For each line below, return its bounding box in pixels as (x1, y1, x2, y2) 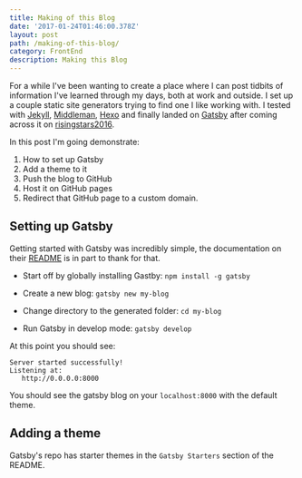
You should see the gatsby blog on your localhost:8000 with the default (9, 389, 278, 400)
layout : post (9, 30, 59, 39)
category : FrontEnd (9, 47, 83, 56)
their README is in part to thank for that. (9, 252, 161, 263)
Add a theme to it (22, 164, 88, 174)
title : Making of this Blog (9, 13, 116, 23)
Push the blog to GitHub (22, 173, 112, 184)
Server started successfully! (9, 357, 124, 367)
